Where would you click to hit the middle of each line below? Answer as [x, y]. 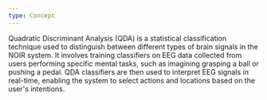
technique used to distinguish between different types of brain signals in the [133, 46]
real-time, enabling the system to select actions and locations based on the [132, 80]
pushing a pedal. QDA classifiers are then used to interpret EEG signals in [129, 71]
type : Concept [32, 15]
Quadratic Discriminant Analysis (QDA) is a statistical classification [118, 38]
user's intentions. [37, 89]
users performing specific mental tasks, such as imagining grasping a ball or [133, 63]
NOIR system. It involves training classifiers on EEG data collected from [125, 55]
